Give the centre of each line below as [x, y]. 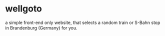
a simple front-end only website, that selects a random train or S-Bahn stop [83, 22]
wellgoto [24, 9]
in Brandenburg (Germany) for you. [41, 27]
